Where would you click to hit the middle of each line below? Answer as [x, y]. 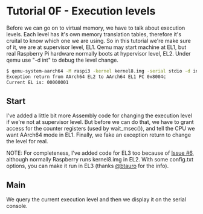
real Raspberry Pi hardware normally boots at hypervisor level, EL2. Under [99, 53]
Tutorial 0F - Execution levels [81, 11]
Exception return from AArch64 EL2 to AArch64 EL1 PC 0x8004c [86, 77]
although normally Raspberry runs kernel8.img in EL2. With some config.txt [100, 160]
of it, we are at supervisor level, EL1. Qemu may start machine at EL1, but [96, 47]
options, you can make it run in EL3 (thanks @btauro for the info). [88, 166]
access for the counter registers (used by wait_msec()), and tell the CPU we [101, 129]
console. [17, 206]
